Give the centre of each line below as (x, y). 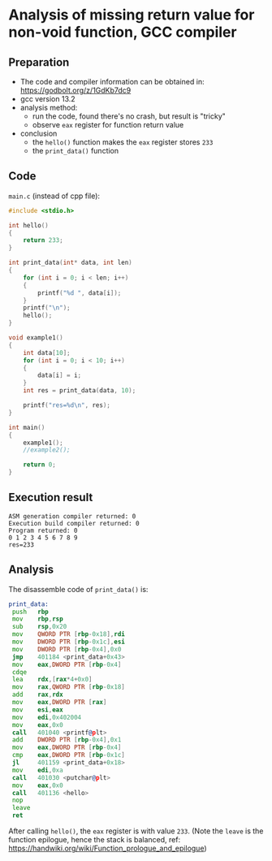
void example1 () (36, 338)
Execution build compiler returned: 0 (74, 523)
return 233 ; (43, 240)
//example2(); (47, 450)
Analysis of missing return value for (132, 15)
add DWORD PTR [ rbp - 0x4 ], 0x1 (67, 740)
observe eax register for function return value (108, 125)
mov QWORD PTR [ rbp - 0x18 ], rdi (69, 634)
